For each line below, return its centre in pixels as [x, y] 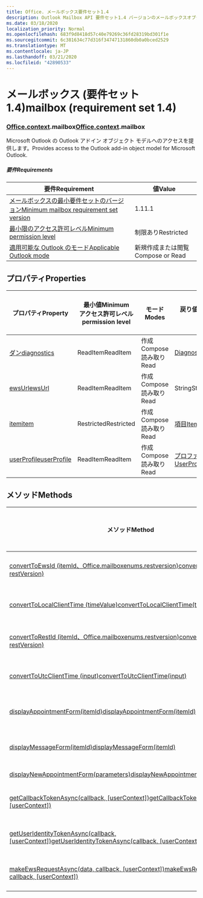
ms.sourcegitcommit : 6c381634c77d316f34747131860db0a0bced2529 [88, 40]
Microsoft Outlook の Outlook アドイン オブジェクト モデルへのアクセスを [98, 141]
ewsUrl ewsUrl [29, 388]
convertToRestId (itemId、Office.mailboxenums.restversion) [94, 637]
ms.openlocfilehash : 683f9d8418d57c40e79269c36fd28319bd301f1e [88, 35]
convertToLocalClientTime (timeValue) [64, 605]
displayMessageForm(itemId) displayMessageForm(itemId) [92, 747]
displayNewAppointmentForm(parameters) [70, 774]
